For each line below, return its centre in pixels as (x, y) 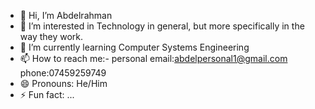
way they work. (51, 36)
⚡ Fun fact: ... (47, 94)
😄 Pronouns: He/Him (63, 83)
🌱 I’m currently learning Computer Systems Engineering (134, 47)
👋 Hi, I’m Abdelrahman (66, 15)
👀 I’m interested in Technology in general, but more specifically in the (162, 26)
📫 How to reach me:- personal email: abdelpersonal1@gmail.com (153, 58)
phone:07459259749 (63, 73)
